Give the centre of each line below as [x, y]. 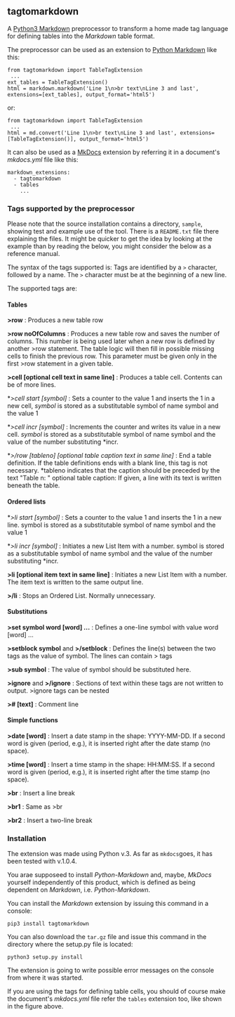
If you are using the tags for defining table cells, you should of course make [116, 992]
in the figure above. [35, 1006]
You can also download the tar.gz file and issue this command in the [107, 937]
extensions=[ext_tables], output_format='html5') [81, 94]
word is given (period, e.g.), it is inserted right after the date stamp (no [109, 743]
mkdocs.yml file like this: [43, 159]
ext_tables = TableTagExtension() [58, 82]
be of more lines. [32, 385]
